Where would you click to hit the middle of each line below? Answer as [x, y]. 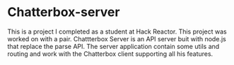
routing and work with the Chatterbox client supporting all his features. [110, 54]
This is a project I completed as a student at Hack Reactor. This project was [117, 31]
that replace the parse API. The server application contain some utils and [113, 46]
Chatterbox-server [64, 12]
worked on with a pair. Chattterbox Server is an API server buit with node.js [117, 38]
